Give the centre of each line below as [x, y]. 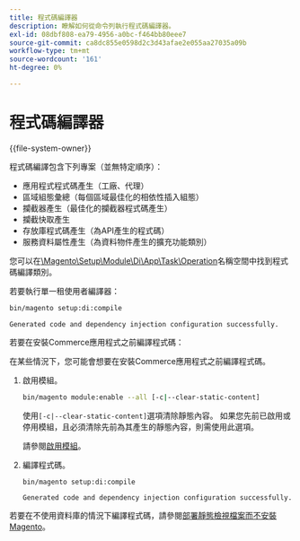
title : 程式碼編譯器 [44, 17]
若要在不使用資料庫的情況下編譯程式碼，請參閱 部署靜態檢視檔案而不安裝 [143, 516]
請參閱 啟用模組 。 [54, 446]
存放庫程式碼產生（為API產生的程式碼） [96, 231]
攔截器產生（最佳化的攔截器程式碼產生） [97, 208]
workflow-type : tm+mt [50, 51]
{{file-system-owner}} [50, 148]
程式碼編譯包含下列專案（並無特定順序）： [86, 166]
